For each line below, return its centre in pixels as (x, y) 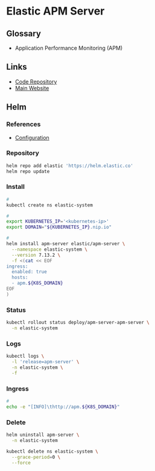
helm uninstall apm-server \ (43, 435)
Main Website (32, 88)
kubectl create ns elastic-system (50, 205)
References (24, 124)
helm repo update (28, 171)
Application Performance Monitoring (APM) (69, 48)
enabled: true (29, 272)
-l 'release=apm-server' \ (46, 362)
